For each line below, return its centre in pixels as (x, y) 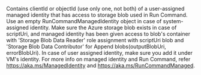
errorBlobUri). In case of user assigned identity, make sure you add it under (100, 53)
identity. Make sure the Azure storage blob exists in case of (103, 27)
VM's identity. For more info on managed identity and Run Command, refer (98, 59)
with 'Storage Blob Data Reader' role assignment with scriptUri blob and (95, 40)
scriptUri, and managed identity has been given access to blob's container (98, 34)
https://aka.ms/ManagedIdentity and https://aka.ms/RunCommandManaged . (100, 65)
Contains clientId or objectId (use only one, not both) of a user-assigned (95, 9)
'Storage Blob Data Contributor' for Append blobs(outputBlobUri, (86, 46)
